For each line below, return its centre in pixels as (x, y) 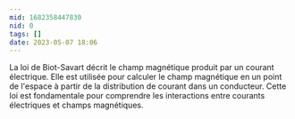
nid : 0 (21, 26)
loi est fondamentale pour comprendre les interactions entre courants (137, 96)
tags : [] (25, 34)
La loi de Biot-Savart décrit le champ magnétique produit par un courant (142, 67)
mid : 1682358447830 (46, 17)
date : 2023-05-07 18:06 (54, 42)
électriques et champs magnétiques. (76, 105)
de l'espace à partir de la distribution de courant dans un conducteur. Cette (148, 86)
